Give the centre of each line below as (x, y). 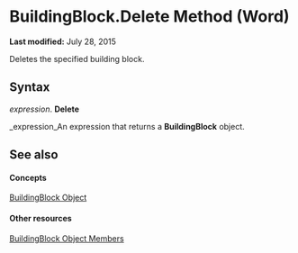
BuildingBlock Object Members (67, 238)
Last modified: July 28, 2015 (63, 41)
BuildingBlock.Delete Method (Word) (149, 17)
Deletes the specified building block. (77, 59)
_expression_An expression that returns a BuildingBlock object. (127, 126)
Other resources (41, 218)
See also (34, 155)
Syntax (30, 87)
